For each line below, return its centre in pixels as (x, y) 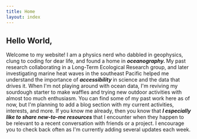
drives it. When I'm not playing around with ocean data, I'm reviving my (92, 86)
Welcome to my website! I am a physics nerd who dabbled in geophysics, (95, 55)
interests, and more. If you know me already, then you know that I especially (99, 111)
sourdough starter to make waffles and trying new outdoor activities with (94, 92)
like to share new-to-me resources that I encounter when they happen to (95, 117)
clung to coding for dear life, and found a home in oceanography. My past (96, 61)
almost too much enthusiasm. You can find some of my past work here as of (98, 99)
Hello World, (29, 41)
